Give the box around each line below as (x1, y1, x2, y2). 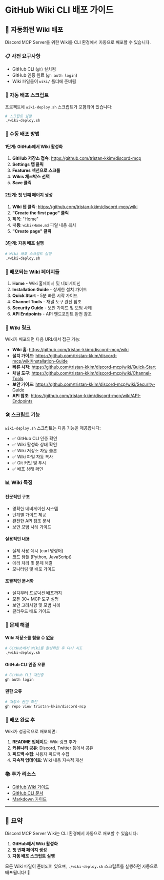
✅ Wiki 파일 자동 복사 (12, 454, 53, 460)
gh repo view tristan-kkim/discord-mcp (5, 704, 86, 709)
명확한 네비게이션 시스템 (12, 505, 59, 511)
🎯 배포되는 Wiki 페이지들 (5, 268, 60, 275)
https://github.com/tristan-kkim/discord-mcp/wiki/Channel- (31, 370, 152, 376)
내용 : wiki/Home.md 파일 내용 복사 (12, 222, 77, 228)
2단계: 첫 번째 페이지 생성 (5, 192, 53, 198)
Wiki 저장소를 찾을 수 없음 (5, 634, 54, 640)
